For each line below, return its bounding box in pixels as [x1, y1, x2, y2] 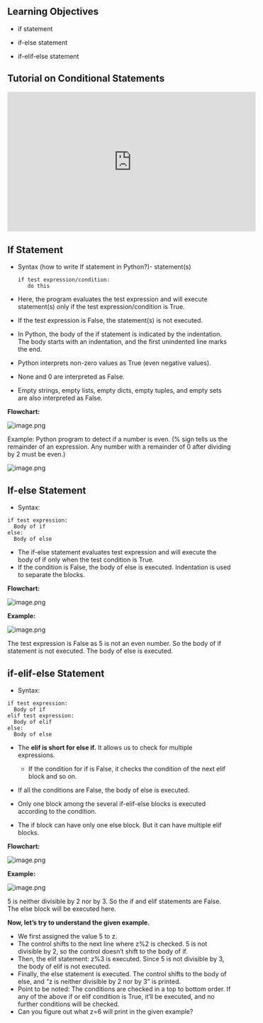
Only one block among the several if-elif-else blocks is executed [17, 800, 206, 808]
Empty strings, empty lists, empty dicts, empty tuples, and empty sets [17, 386, 222, 395]
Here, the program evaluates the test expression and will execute [17, 295, 208, 303]
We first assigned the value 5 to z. [17, 932, 118, 941]
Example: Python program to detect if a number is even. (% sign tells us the [7, 435, 228, 444]
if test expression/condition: [17, 276, 111, 284]
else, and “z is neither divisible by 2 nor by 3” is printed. [17, 978, 181, 986]
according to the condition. [17, 807, 97, 816]
